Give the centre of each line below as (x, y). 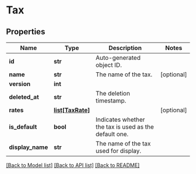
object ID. (109, 65)
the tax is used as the (125, 127)
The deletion (113, 93)
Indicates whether (120, 120)
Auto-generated (118, 58)
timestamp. (111, 101)
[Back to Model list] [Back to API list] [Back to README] (73, 165)
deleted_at (24, 97)
